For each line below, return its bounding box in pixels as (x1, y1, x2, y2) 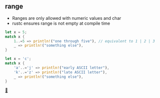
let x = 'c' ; (5, 56, 32, 61)
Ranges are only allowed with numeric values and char (12, 15, 121, 21)
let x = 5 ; (5, 29, 27, 34)
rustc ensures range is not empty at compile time (12, 20, 111, 26)
